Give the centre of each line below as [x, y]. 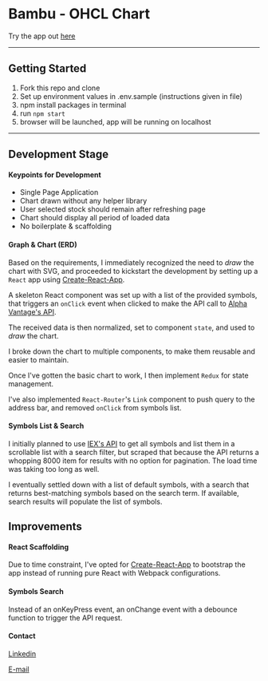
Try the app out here [42, 36]
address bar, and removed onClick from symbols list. [95, 407]
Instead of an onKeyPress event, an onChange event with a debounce [123, 609]
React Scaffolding [39, 547]
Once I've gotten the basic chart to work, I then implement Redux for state [128, 375]
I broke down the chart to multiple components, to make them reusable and [132, 351]
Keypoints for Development [55, 174]
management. [31, 383]
